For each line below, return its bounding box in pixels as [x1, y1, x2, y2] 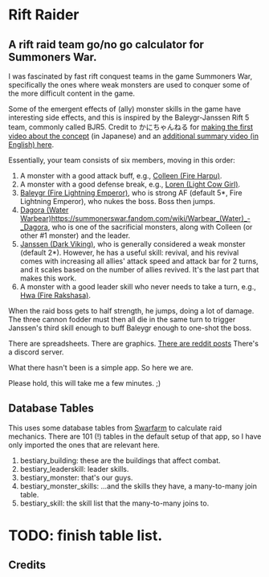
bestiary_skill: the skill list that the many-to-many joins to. [19, 498, 210, 508]
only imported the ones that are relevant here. [8, 440, 161, 449]
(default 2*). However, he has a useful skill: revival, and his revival [19, 248, 239, 257]
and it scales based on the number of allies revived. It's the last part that [19, 265, 259, 274]
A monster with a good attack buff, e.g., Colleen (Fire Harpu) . [19, 171, 222, 180]
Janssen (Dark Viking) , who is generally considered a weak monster [19, 239, 246, 248]
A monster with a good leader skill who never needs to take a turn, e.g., [19, 282, 257, 291]
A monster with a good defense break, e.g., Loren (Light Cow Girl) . [19, 179, 241, 189]
